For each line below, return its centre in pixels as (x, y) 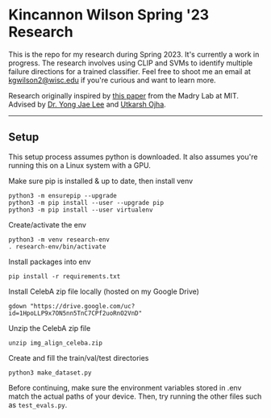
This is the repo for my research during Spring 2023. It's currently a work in (134, 54)
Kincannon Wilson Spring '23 (109, 15)
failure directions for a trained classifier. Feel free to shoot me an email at (130, 71)
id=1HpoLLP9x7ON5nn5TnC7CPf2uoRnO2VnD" (75, 313)
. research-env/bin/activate (57, 247)
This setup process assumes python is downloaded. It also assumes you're (133, 157)
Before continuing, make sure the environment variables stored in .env (125, 387)
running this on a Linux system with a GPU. (79, 165)
